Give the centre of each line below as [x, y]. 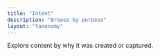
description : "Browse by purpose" [57, 20]
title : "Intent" [30, 13]
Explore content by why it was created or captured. [80, 46]
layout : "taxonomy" [35, 26]
